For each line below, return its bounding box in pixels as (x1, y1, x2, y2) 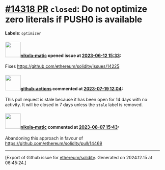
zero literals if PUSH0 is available (5, 14, 142, 25)
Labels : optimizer (5, 30, 42, 36)
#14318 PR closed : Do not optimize (5, 3, 147, 15)
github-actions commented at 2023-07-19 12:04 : (20, 85, 123, 91)
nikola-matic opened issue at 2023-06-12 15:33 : (20, 53, 122, 58)
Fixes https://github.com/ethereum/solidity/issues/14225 (5, 63, 120, 69)
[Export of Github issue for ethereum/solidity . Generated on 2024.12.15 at (5, 154, 153, 160)
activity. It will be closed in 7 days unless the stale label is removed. (5, 102, 143, 108)
